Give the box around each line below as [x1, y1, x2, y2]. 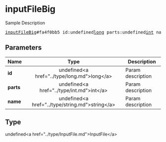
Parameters [5, 44, 42, 52]
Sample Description [5, 20, 45, 26]
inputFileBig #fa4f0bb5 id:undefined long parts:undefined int [5, 29, 154, 35]
